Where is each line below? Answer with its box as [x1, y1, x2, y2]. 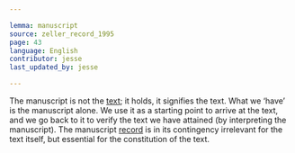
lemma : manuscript [9, 21, 78, 30]
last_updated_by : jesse [9, 63, 99, 72]
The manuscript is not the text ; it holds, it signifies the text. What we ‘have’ [9, 95, 286, 106]
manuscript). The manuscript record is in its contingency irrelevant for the [9, 124, 283, 135]
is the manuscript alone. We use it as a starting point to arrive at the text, [9, 105, 279, 115]
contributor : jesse [9, 55, 83, 64]
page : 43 [9, 38, 42, 47]
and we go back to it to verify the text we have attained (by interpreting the [9, 114, 287, 125]
